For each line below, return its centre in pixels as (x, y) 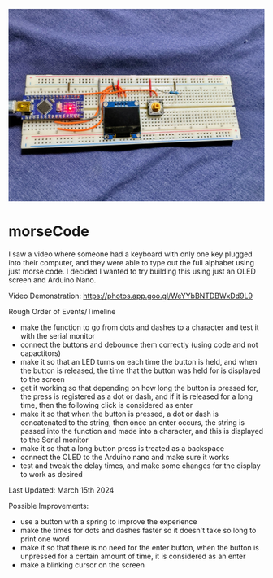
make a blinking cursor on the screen (82, 565)
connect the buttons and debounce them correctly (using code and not (139, 344)
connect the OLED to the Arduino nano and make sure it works (125, 457)
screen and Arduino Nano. (52, 280)
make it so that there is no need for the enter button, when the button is (140, 547)
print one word (45, 539)
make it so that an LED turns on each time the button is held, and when (139, 361)
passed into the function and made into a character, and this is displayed (142, 431)
